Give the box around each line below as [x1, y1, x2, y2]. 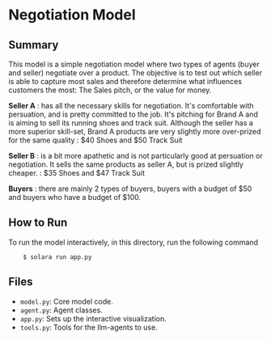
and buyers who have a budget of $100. [8, 193, 142, 202]
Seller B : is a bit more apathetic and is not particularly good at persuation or [8, 151, 263, 160]
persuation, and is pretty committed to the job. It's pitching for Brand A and [8, 109, 259, 119]
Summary [8, 38, 59, 52]
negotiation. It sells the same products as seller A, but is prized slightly [8, 159, 244, 169]
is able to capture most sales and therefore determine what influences [8, 77, 243, 86]
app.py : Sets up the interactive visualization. [19, 313, 167, 323]
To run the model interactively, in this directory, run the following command [8, 237, 259, 247]
